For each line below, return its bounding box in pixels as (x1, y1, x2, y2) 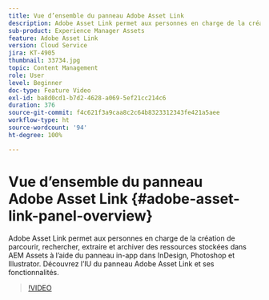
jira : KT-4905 (8, 49, 56, 57)
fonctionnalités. (8, 267, 60, 277)
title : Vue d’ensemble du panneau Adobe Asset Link (8, 11, 184, 20)
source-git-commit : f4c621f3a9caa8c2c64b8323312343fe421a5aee (8, 109, 220, 117)
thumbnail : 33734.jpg (8, 57, 81, 65)
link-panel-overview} (8, 206, 154, 225)
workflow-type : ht (8, 116, 70, 124)
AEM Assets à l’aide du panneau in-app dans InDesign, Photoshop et (8, 250, 235, 260)
